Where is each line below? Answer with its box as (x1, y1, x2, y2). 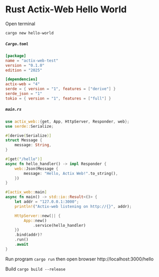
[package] (5, 53, 27, 58)
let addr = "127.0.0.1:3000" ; (14, 199, 79, 204)
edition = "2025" (5, 68, 43, 73)
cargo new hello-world (5, 30, 54, 35)
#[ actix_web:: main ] (5, 190, 47, 195)
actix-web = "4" (5, 82, 40, 87)
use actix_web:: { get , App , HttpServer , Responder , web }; (5, 119, 130, 124)
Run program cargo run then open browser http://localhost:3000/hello (5, 255, 154, 262)
